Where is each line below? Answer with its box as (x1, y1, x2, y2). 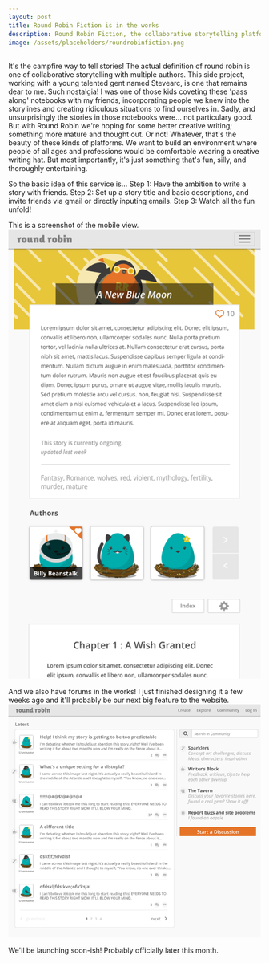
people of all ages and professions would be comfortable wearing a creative (8, 147, 259, 156)
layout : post (8, 13, 52, 21)
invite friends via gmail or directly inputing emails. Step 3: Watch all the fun (8, 197, 255, 206)
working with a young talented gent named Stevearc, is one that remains (8, 79, 247, 88)
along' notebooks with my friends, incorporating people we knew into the (8, 95, 250, 105)
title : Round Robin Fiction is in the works (8, 21, 159, 30)
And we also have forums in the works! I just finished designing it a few (8, 687, 243, 697)
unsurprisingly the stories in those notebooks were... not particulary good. (8, 112, 254, 122)
